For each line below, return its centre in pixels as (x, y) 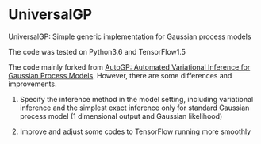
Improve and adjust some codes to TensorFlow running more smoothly (135, 131)
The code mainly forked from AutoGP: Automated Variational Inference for (129, 67)
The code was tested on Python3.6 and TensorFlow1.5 (97, 51)
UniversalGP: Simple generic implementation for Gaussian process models (130, 36)
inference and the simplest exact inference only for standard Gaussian (134, 108)
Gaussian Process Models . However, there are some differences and (120, 75)
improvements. (33, 84)
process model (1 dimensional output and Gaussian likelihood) (121, 116)
